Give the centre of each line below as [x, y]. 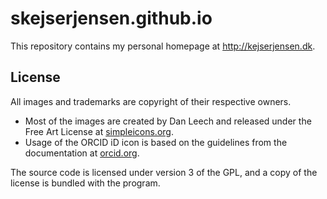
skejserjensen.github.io [111, 18]
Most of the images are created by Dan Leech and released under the [168, 121]
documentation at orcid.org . [82, 153]
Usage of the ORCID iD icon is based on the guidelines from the [156, 142]
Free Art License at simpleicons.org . [99, 131]
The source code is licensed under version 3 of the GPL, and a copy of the [164, 172]
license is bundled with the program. [85, 183]
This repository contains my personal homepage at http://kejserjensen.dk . [163, 46]
